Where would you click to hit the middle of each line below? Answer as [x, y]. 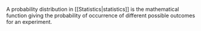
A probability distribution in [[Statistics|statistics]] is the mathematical [93, 9]
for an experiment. [29, 22]
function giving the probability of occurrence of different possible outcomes [101, 15]
